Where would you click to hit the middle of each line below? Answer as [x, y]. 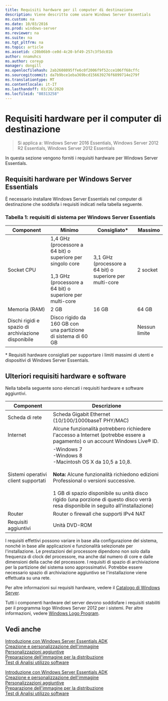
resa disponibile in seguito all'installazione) [103, 506]
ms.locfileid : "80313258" [32, 94]
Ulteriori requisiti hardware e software [66, 376]
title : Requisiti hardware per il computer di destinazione [69, 10]
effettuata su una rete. [28, 578]
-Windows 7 [67, 449]
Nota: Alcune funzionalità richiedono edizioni [106, 475]
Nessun [146, 327]
